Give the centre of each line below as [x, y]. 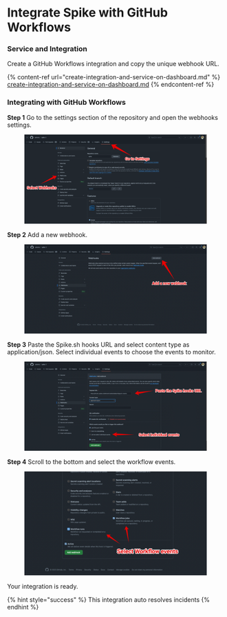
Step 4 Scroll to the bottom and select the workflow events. [91, 462]
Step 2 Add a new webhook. [47, 235]
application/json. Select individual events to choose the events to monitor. [112, 352]
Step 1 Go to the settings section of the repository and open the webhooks [113, 117]
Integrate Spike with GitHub [88, 13]
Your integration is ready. [43, 587]
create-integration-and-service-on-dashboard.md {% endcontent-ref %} [111, 85]
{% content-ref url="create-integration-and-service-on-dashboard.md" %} [114, 77]
